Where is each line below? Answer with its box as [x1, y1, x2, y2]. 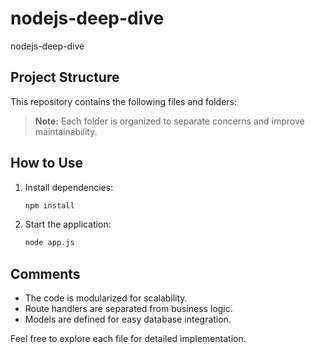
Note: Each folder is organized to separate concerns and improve [34, 115, 305, 127]
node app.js [24, 238, 75, 248]
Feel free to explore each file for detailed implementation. [10, 333, 247, 345]
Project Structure [10, 69, 120, 86]
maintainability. [34, 125, 98, 137]
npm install [24, 200, 75, 211]
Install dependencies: [24, 181, 114, 193]
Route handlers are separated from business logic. [24, 303, 233, 315]
